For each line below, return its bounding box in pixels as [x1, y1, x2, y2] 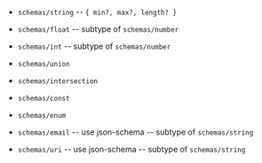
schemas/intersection [17, 77, 98, 86]
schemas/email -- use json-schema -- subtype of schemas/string [17, 127, 254, 137]
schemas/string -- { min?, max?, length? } [17, 7, 178, 17]
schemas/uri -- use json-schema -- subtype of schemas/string [17, 144, 246, 154]
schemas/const [17, 94, 70, 103]
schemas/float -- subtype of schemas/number [17, 24, 179, 34]
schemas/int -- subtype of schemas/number [17, 41, 171, 51]
